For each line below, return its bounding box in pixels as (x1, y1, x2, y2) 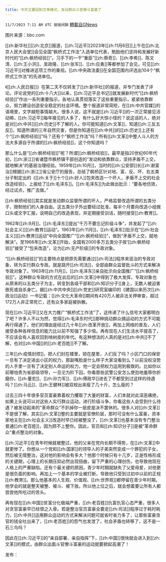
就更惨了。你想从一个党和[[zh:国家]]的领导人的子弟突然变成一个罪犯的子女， (5, 446, 161, 452)
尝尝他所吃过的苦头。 (5, 489, 48, 495)
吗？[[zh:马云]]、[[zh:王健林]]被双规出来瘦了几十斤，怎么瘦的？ (5, 382, 134, 388)
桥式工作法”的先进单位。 (5, 73, 55, 79)
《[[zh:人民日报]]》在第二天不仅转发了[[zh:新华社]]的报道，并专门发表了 (5, 84, 149, 89)
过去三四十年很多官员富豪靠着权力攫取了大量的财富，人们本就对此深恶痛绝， (5, 392, 161, 398)
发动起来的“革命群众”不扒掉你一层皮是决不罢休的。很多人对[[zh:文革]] (18, 404, 160, 410)
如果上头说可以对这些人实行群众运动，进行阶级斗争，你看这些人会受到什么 (5, 398, 157, 404)
